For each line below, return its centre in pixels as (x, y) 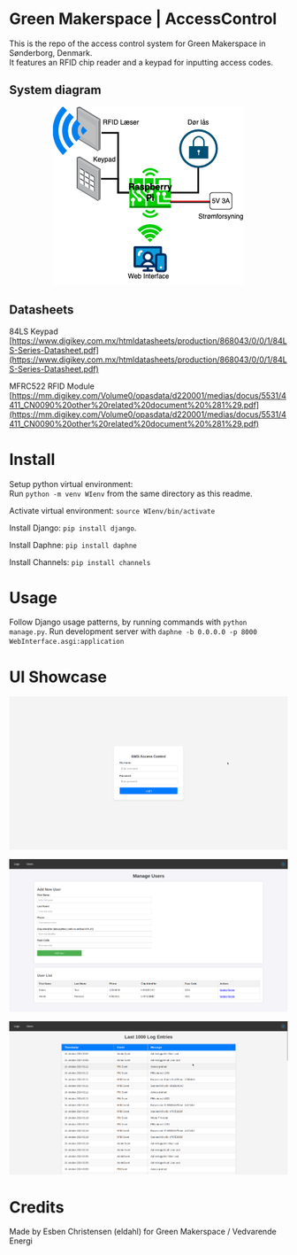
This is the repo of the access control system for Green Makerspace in (137, 43)
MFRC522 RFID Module (52, 386)
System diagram (55, 90)
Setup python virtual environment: (71, 484)
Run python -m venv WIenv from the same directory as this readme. (131, 493)
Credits (37, 1207)
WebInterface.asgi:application (67, 642)
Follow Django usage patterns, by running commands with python (128, 622)
